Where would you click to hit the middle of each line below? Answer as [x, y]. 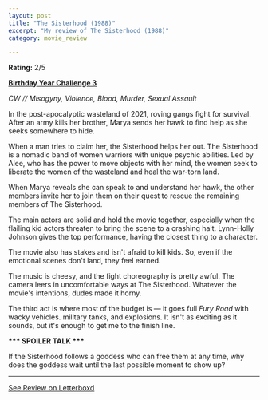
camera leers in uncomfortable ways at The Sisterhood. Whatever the [122, 285]
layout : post [30, 16]
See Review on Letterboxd [51, 388]
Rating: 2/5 [27, 68]
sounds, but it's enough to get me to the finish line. [92, 326]
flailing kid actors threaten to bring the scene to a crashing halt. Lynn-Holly [131, 228]
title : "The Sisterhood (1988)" [62, 23]
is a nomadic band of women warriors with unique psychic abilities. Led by [131, 155]
